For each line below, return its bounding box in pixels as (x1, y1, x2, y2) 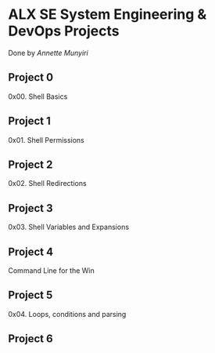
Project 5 (8, 289, 53, 302)
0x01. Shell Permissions (8, 135, 84, 144)
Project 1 (8, 115, 51, 128)
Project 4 (8, 245, 53, 258)
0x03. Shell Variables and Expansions (8, 222, 130, 232)
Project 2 (8, 158, 53, 171)
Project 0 (8, 71, 53, 84)
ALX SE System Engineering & (8, 5, 207, 24)
